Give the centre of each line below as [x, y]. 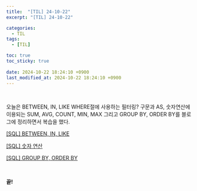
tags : [13, 39]
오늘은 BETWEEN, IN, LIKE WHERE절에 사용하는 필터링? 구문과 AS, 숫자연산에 [98, 107]
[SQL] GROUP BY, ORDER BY [42, 158]
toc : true [19, 56]
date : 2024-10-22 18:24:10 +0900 [48, 72]
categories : [21, 28]
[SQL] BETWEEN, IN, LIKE [38, 134]
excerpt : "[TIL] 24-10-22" [40, 17]
